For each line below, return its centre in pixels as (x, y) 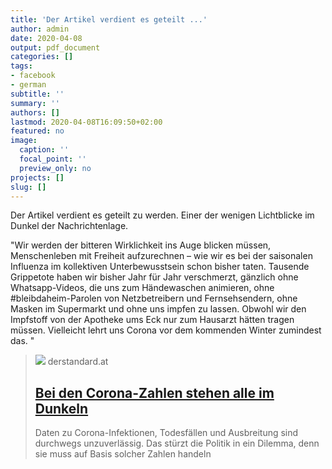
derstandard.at (78, 362)
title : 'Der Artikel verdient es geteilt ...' (109, 19)
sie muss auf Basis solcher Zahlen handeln (123, 454)
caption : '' (44, 150)
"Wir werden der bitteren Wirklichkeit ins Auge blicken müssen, (141, 245)
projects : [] (37, 177)
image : (24, 141)
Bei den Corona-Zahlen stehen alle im (154, 392)
